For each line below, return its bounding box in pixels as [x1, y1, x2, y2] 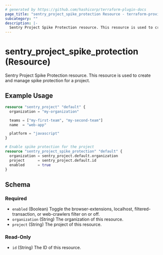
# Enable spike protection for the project [5, 144, 95, 150]
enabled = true [9, 162, 51, 168]
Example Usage [5, 92, 53, 100]
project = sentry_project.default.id [9, 158, 97, 163]
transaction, [12, 211, 36, 217]
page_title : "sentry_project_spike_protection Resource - [5, 12, 125, 17]
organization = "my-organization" [9, 109, 79, 114]
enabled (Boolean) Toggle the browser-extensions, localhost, [12, 206, 133, 212]
